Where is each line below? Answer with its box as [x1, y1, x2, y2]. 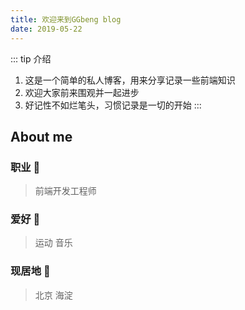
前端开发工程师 [34, 185, 97, 197]
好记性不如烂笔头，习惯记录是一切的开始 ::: [24, 99, 202, 111]
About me [10, 128, 73, 145]
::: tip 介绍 [10, 52, 52, 65]
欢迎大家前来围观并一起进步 [24, 86, 140, 98]
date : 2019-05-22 [10, 24, 83, 34]
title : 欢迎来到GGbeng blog [10, 14, 122, 25]
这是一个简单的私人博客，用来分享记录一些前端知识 [24, 74, 236, 86]
